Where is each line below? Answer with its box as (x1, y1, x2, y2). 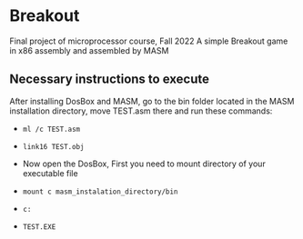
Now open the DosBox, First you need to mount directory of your (22, 158, 266, 169)
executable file (22, 167, 79, 178)
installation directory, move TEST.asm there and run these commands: (9, 105, 273, 116)
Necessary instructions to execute (9, 72, 209, 87)
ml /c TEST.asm (22, 124, 81, 134)
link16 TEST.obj (22, 142, 85, 151)
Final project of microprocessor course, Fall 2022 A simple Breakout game (9, 35, 288, 46)
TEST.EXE (22, 222, 56, 232)
